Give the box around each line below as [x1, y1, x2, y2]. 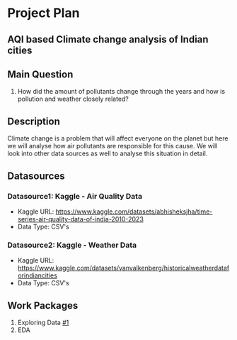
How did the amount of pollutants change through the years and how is [17, 87, 225, 96]
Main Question [7, 68, 74, 80]
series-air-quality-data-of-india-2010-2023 [17, 214, 144, 223]
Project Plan [7, 5, 80, 21]
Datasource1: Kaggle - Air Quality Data [7, 191, 143, 201]
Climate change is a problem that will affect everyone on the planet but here [7, 134, 229, 143]
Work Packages [7, 300, 79, 312]
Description [7, 115, 60, 127]
